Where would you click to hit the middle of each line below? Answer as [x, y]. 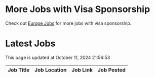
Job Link [82, 70]
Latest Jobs [30, 44]
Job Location [51, 70]
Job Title [19, 70]
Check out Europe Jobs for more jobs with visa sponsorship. [68, 23]
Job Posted [111, 70]
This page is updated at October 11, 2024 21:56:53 [58, 57]
